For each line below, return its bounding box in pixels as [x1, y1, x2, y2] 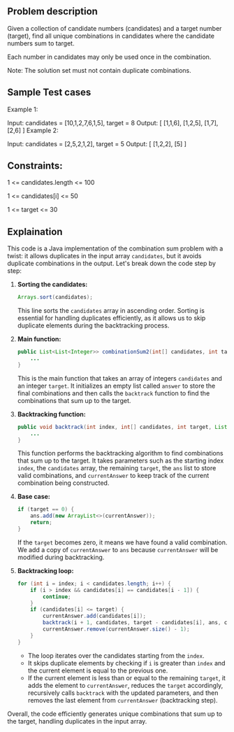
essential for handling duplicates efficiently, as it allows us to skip [17, 314, 206, 323]
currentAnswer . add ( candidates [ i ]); [43, 612, 147, 620]
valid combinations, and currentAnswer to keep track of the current [17, 472, 210, 480]
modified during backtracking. [17, 553, 105, 561]
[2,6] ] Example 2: [7, 126, 59, 134]
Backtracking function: [17, 409, 86, 418]
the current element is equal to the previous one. [27, 666, 168, 675]
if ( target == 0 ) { [17, 506, 75, 513]
